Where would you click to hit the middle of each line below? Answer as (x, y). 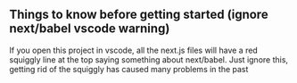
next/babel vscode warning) (90, 29)
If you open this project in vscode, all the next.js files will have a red (134, 50)
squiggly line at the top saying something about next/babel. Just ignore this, (148, 59)
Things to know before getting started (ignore (139, 15)
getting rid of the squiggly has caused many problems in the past (129, 69)
